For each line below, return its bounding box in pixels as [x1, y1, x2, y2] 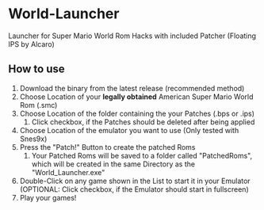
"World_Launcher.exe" [31, 167, 105, 177]
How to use [8, 63, 65, 76]
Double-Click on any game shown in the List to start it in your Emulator [19, 176, 251, 185]
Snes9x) [19, 134, 48, 143]
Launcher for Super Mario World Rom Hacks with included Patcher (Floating [8, 31, 256, 40]
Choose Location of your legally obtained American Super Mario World [19, 92, 254, 101]
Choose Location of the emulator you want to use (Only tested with [19, 125, 239, 135]
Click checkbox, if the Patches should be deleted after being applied [31, 116, 255, 127]
